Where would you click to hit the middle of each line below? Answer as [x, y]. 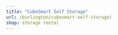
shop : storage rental [33, 23]
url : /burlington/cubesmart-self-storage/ [59, 17]
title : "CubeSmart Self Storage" [47, 12]
